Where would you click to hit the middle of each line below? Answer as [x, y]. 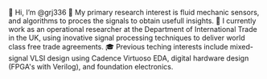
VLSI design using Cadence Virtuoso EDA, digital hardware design [139, 58]
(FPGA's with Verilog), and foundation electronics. [91, 67]
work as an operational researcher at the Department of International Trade [133, 29]
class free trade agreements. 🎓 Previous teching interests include [118, 47]
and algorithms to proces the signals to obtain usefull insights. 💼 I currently [132, 21]
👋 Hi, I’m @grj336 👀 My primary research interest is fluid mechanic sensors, [134, 12]
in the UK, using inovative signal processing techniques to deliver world [127, 38]
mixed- [241, 47]
